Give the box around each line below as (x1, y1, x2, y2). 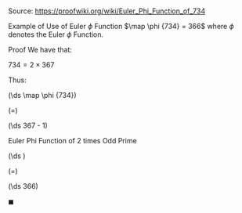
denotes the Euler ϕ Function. (8, 30, 104, 39)
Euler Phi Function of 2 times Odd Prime (8, 136, 137, 146)
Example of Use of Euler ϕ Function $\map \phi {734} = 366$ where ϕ (8, 22, 235, 31)
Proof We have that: (8, 45, 73, 55)
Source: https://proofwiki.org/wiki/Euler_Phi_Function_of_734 (8, 6, 206, 16)
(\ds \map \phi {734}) (8, 91, 77, 100)
